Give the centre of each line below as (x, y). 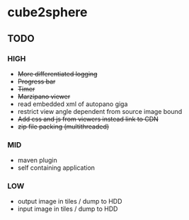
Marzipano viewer (44, 96)
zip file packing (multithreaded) (63, 126)
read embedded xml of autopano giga (73, 104)
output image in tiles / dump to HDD (70, 202)
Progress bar (36, 81)
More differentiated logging (57, 74)
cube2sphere (47, 12)
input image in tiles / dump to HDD (68, 209)
